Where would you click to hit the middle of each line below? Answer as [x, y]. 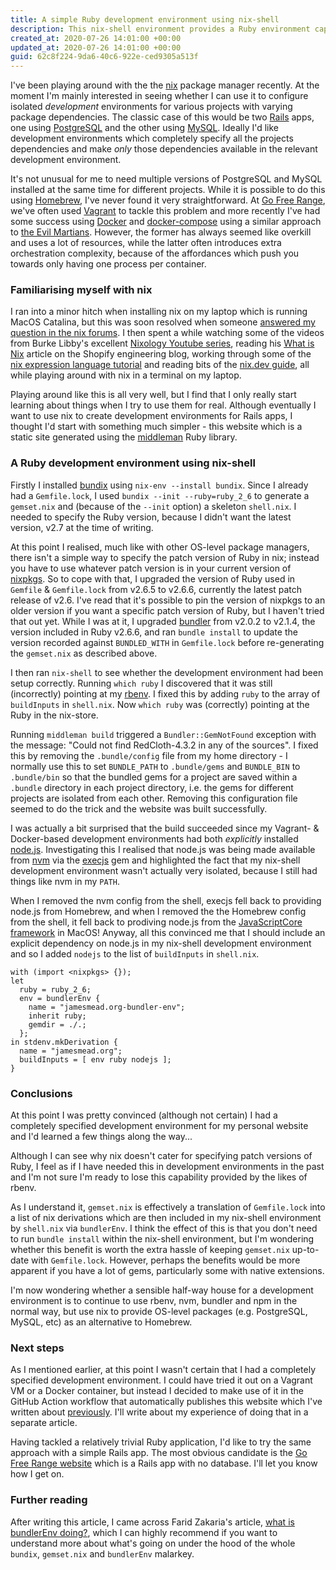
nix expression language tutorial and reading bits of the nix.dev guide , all [160, 365]
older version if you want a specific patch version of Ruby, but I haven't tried [167, 610]
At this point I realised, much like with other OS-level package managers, [160, 547]
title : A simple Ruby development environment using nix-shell [145, 19]
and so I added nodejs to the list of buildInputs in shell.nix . [135, 953]
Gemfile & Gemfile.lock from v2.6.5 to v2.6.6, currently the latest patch [156, 589]
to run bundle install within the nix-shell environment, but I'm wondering [162, 1239]
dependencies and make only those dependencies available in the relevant [164, 149]
